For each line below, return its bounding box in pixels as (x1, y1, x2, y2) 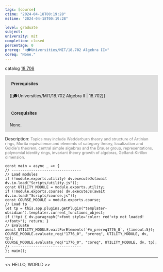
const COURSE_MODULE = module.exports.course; (5, 197, 101, 202)
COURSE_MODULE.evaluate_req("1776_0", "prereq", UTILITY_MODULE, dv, (5, 231, 149, 236)
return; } (29, 219, 49, 223)
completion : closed (5, 38, 45, 44)
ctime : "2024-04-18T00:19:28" (5, 12, 66, 17)
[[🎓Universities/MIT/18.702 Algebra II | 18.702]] (9, 93, 105, 99)
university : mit (5, 34, 38, 39)
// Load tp (5, 202, 27, 206)
